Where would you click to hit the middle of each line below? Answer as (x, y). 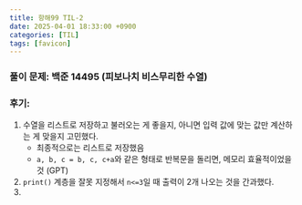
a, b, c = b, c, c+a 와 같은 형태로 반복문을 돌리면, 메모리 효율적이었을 (164, 159)
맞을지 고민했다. (70, 137)
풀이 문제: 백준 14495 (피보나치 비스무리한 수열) (109, 77)
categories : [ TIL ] (44, 35)
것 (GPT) (52, 170)
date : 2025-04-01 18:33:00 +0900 (73, 26)
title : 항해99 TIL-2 (47, 18)
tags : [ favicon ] (40, 43)
